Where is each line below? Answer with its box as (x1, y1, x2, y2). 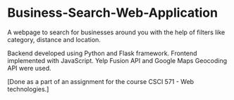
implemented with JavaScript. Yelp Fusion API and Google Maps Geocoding (7, 56, 228, 64)
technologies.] (7, 85, 49, 93)
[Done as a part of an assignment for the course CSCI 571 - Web (7, 77, 195, 85)
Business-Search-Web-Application (7, 5, 218, 21)
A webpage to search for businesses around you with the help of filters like (7, 28, 226, 36)
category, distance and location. (7, 35, 101, 43)
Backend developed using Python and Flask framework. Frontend (7, 49, 197, 57)
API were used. (7, 64, 51, 72)
